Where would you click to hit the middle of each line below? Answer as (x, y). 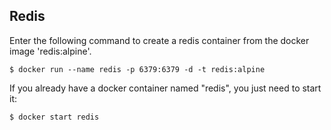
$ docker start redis (54, 117)
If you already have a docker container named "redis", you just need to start (165, 88)
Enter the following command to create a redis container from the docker (159, 40)
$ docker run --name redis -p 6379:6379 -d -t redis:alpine (137, 69)
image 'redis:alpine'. (50, 51)
